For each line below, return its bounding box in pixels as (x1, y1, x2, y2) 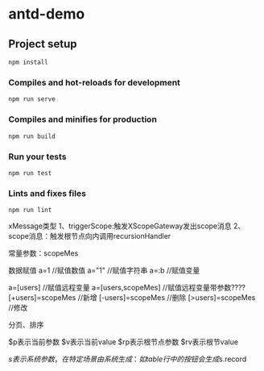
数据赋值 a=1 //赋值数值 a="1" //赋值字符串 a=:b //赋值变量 (8, 265, 200, 275)
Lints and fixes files (8, 187, 87, 198)
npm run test (8, 169, 52, 177)
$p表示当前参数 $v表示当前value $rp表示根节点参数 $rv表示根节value (8, 337, 239, 347)
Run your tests (8, 151, 67, 162)
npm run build (8, 132, 56, 140)
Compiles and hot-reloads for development (8, 77, 181, 88)
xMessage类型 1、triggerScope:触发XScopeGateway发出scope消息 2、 (8, 221, 245, 231)
